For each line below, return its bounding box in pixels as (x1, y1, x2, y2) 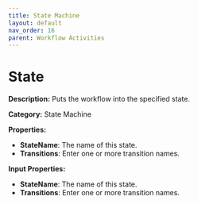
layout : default (8, 19, 62, 27)
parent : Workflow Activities (8, 33, 105, 42)
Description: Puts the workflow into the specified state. (8, 94, 191, 104)
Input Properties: (8, 164, 66, 174)
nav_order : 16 (8, 26, 56, 34)
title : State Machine (8, 11, 80, 20)
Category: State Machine (8, 110, 91, 119)
